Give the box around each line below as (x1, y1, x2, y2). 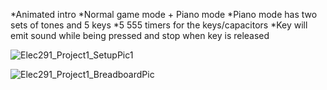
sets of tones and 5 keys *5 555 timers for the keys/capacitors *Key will (10, 19, 308, 31)
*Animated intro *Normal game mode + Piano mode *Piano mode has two (10, 9, 318, 20)
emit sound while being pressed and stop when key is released (10, 30, 270, 41)
